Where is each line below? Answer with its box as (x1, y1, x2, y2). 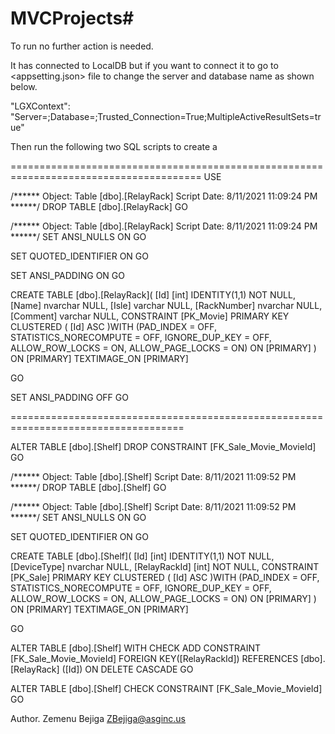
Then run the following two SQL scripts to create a (10, 140, 218, 152)
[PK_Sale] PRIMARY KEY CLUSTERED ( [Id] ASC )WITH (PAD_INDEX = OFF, (10, 571, 320, 583)
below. (10, 80, 38, 92)
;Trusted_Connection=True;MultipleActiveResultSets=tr (94, 110, 322, 122)
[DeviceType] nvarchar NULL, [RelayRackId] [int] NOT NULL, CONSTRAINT (10, 560, 320, 572)
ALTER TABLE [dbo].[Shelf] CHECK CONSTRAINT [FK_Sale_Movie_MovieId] (10, 682, 323, 694)
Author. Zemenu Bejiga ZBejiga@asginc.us (10, 712, 187, 724)
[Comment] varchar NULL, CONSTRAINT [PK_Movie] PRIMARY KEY (10, 310, 290, 322)
